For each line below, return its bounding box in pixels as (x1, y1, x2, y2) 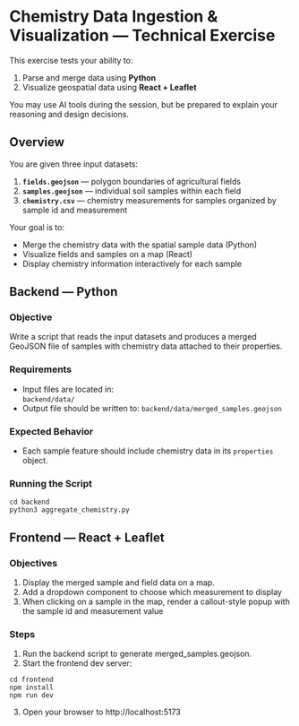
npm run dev (9, 691, 54, 700)
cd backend (9, 497, 50, 507)
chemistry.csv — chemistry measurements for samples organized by (21, 194, 278, 205)
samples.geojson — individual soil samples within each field (21, 186, 242, 196)
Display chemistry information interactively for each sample (21, 258, 243, 269)
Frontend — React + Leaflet (9, 530, 165, 545)
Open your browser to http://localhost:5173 (21, 706, 181, 718)
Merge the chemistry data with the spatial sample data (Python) (21, 239, 258, 250)
